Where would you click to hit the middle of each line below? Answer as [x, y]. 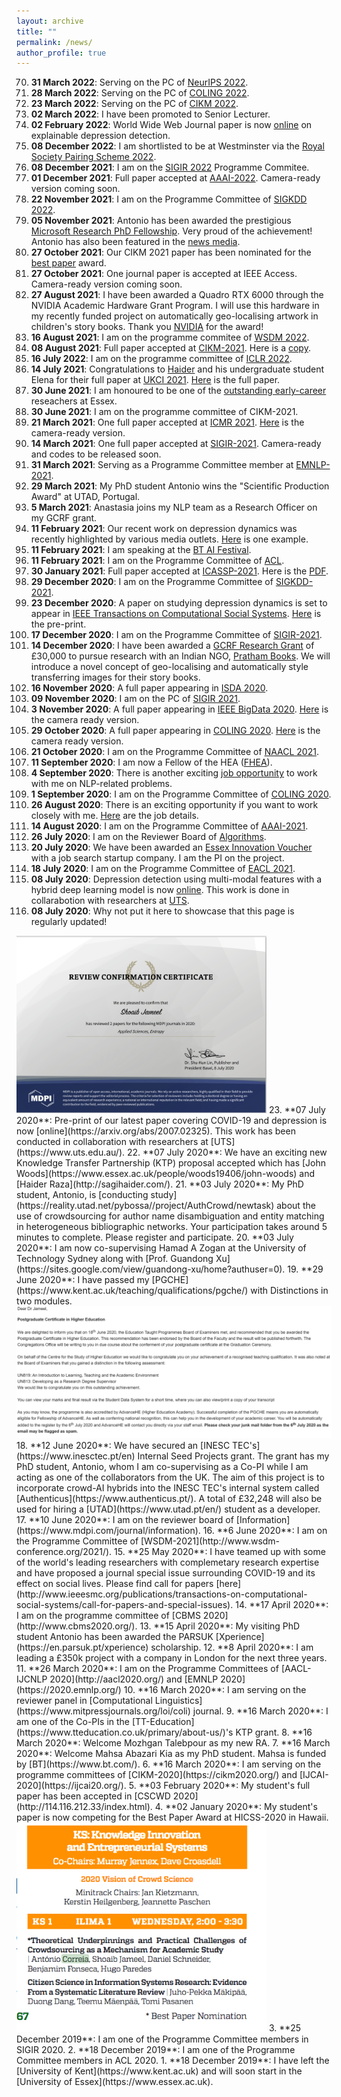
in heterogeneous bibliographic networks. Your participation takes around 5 [172, 1226]
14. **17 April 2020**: [282, 1605]
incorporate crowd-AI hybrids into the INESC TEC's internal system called [168, 1488]
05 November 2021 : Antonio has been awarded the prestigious [161, 221]
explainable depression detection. [100, 136]
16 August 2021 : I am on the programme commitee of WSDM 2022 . [170, 337]
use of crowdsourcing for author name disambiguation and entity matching [170, 1216]
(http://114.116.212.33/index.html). [84, 1807]
